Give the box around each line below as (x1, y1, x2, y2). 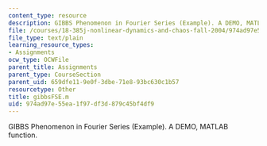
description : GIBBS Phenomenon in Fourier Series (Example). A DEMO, (8, 19, 244, 27)
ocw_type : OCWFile (8, 56, 69, 64)
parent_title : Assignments (8, 63, 98, 71)
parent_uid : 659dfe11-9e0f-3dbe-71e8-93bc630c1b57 (8, 78, 180, 86)
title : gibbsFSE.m (8, 93, 69, 101)
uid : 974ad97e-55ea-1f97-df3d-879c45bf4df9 (8, 100, 155, 108)
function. (8, 130, 38, 140)
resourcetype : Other (8, 85, 77, 94)
